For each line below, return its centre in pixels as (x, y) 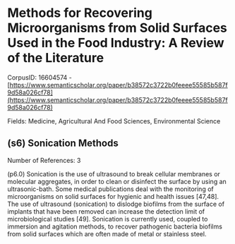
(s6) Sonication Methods (63, 144)
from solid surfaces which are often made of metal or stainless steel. (107, 233)
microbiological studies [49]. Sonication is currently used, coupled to (108, 219)
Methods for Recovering (80, 13)
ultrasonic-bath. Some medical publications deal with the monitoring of (110, 189)
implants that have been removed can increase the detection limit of (106, 211)
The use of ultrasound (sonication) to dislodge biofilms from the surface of (116, 204)
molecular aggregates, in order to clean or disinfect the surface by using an (117, 181)
